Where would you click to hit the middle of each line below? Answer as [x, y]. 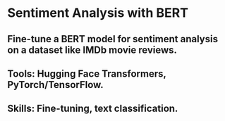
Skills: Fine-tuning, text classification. [93, 109]
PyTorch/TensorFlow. [55, 85]
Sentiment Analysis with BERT [98, 13]
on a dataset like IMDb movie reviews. [92, 50]
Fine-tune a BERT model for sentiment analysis [113, 39]
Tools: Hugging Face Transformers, [87, 74]
